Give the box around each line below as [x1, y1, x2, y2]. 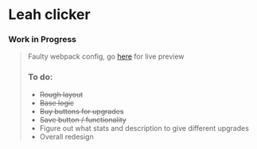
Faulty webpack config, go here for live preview [27, 52, 185, 61]
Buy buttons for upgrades [39, 106, 124, 116]
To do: [27, 71, 53, 82]
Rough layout [39, 90, 84, 99]
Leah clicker [8, 6, 91, 24]
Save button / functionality [39, 115, 127, 124]
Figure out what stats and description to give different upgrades [39, 123, 249, 132]
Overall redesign [39, 132, 94, 141]
